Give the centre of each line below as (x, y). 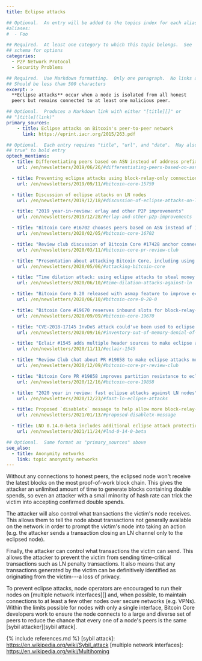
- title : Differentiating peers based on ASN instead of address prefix (105, 162)
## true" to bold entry (36, 151)
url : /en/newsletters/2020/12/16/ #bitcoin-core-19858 (86, 382)
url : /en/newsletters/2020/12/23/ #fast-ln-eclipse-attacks (93, 398)
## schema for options (35, 51)
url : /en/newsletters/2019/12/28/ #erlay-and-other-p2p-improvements (105, 217)
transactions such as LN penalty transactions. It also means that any (91, 564)
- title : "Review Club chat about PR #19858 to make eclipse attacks (100, 360)
